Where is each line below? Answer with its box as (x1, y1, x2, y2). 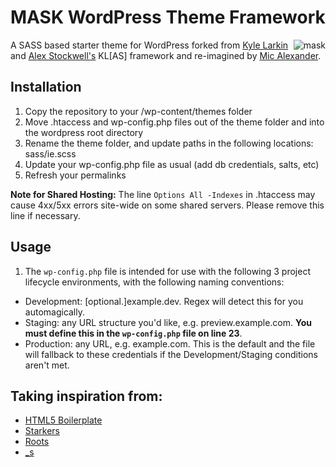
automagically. (24, 306, 86, 318)
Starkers (24, 425, 60, 437)
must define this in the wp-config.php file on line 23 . (24, 327, 243, 339)
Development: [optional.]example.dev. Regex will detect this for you (24, 295, 304, 307)
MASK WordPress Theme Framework (10, 6, 326, 29)
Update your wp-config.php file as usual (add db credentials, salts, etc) (24, 158, 320, 170)
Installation (10, 79, 82, 96)
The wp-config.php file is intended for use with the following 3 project (24, 265, 311, 277)
